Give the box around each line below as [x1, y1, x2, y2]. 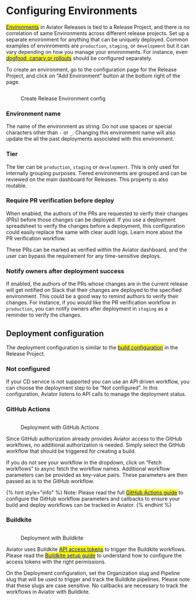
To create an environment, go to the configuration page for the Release [6, 66, 177, 73]
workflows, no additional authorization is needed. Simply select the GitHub [6, 441, 185, 448]
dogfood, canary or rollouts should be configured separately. [6, 54, 153, 62]
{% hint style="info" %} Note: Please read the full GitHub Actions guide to [6, 489, 184, 496]
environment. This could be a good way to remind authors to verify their [6, 293, 179, 300]
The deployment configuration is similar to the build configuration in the [6, 344, 178, 351]
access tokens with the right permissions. [6, 558, 106, 565]
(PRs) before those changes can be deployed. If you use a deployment [6, 216, 176, 223]
